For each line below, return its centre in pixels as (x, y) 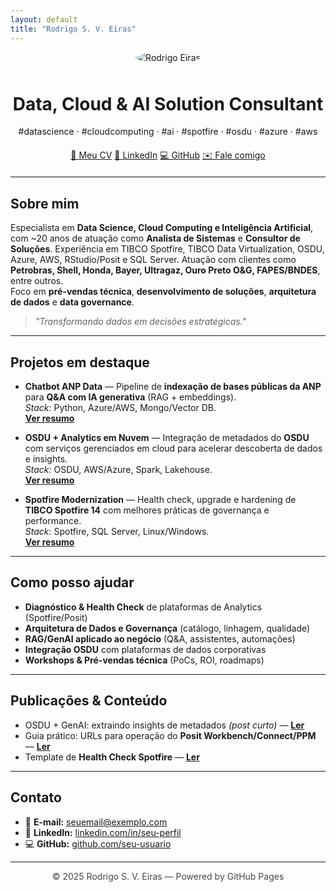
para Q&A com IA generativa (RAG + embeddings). (130, 397)
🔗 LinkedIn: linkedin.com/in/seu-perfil (103, 832)
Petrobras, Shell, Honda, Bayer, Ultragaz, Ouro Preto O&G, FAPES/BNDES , (165, 270)
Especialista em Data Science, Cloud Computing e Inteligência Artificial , (162, 228)
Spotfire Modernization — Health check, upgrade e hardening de (160, 500)
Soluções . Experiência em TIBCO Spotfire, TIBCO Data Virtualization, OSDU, (167, 249)
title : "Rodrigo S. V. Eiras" (73, 29)
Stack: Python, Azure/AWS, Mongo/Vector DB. (120, 408)
